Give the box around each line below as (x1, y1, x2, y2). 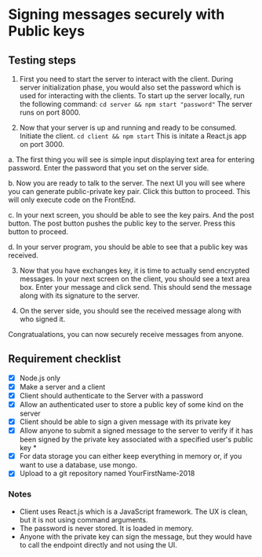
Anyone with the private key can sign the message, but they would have (19, 532, 253, 541)
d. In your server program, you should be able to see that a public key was (8, 242, 249, 251)
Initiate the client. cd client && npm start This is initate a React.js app (19, 131, 247, 141)
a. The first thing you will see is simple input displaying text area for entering (8, 155, 255, 164)
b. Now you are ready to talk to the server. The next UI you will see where (8, 178, 246, 188)
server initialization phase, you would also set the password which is (19, 82, 242, 92)
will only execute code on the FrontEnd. (8, 195, 136, 204)
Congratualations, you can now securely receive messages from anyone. (8, 330, 244, 339)
